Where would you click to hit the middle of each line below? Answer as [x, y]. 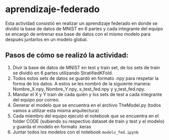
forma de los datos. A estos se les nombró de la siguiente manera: [82, 83]
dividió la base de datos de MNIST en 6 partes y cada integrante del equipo [84, 28]
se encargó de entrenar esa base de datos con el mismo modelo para [78, 34]
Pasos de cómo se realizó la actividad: [67, 55]
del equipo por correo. [36, 100]
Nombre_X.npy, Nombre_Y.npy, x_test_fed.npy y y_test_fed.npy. [79, 89]
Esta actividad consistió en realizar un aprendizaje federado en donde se [81, 23]
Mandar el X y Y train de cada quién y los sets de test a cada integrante [87, 94]
